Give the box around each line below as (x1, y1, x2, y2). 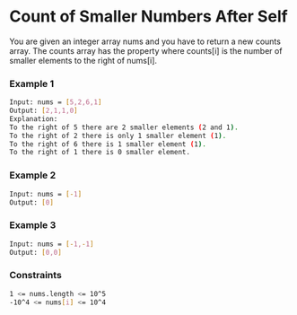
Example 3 (9, 219, 57, 232)
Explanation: (9, 114, 58, 123)
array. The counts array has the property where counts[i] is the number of (9, 45, 283, 56)
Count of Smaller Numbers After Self (9, 6, 289, 27)
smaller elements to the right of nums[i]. (9, 55, 158, 66)
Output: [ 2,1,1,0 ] (9, 106, 78, 116)
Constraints (9, 269, 63, 282)
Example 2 (9, 169, 57, 181)
